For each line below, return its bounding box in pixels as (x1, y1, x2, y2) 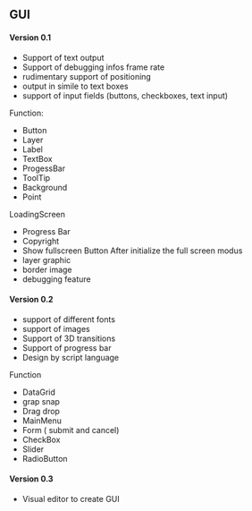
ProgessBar (21, 163, 65, 174)
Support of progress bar (21, 342, 112, 353)
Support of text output (21, 52, 105, 63)
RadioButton (21, 453, 69, 464)
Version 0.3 (9, 473, 54, 484)
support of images (21, 323, 91, 334)
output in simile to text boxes (21, 81, 129, 91)
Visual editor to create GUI (21, 494, 121, 504)
